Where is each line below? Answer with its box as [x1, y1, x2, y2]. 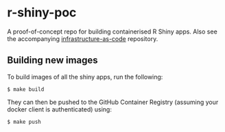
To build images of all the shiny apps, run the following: [7, 72, 163, 81]
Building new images [7, 55, 98, 66]
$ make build [7, 85, 45, 93]
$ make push [7, 118, 41, 125]
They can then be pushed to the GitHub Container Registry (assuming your [7, 98, 219, 106]
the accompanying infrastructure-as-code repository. [7, 34, 158, 42]
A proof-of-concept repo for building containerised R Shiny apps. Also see [7, 27, 217, 36]
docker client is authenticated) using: [7, 105, 112, 114]
